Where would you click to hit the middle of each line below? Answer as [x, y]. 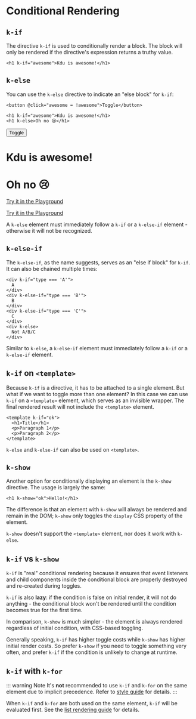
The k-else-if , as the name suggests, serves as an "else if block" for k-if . [98, 262]
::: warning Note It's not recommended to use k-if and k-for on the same [97, 685]
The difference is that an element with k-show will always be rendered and [97, 510]
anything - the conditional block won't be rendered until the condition [91, 604]
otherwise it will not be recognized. [49, 230]
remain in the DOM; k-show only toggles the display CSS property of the [94, 516]
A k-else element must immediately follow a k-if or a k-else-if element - [97, 224]
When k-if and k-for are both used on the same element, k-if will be [92, 703]
